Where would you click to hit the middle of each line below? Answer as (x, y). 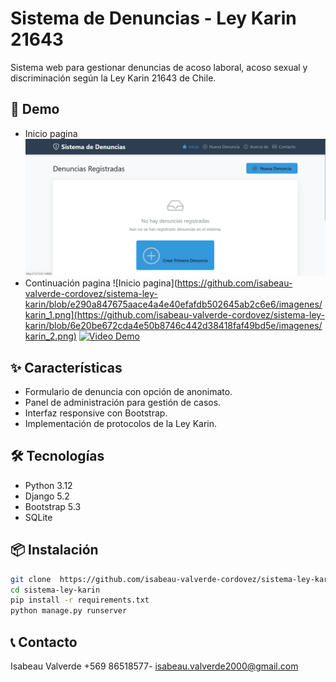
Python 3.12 (48, 485)
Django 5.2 (47, 496)
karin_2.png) (50, 336)
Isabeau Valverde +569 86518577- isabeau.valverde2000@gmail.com (154, 666)
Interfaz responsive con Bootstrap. (96, 413)
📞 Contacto (44, 642)
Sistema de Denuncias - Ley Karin (153, 18)
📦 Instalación (54, 550)
